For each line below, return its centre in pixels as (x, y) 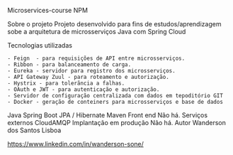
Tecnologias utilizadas (40, 45)
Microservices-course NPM (48, 10)
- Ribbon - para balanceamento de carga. (69, 65)
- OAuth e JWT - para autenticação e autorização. (84, 90)
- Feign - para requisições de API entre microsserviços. (96, 58)
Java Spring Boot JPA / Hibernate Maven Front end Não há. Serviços (107, 115)
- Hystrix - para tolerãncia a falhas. (66, 83)
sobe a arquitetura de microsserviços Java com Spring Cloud (97, 32)
